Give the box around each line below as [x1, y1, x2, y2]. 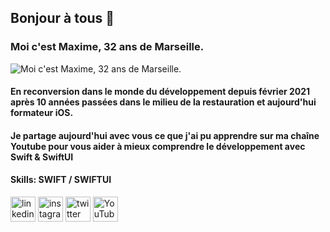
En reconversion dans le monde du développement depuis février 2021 [10, 86, 311, 98]
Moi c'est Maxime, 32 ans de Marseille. [10, 40, 205, 54]
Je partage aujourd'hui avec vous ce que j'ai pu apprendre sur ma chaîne [10, 129, 320, 141]
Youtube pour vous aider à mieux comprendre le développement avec [10, 140, 306, 152]
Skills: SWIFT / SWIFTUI [10, 174, 112, 186]
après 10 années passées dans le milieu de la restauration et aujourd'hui [10, 96, 317, 108]
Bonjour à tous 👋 [10, 10, 115, 27]
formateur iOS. [10, 107, 74, 119]
